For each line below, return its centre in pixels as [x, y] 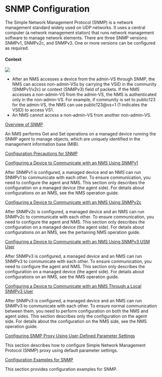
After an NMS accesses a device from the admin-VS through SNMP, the [83, 79]
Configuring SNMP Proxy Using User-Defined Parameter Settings [70, 336]
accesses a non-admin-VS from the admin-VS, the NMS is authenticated [84, 94]
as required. [17, 48]
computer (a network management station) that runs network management [80, 32]
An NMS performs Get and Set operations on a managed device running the [81, 134]
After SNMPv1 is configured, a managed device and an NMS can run [73, 173]
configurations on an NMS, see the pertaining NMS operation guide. [73, 232]
